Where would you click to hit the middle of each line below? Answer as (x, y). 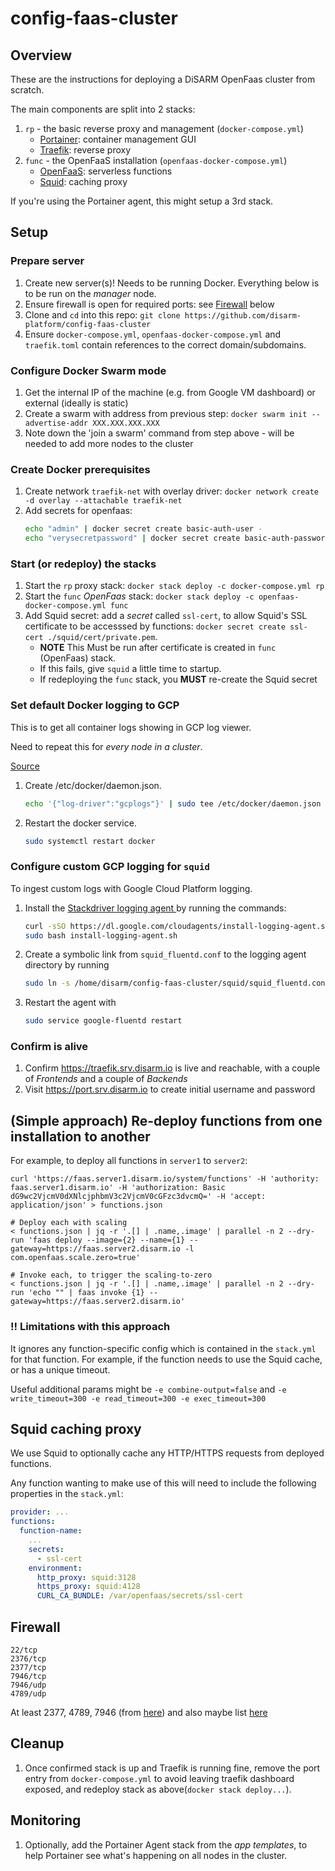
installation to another (80, 1136)
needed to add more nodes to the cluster (109, 443)
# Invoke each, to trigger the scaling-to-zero (111, 1275)
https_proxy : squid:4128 (88, 1587)
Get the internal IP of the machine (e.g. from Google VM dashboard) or (170, 392)
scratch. (27, 90)
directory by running (67, 965)
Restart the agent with (70, 1003)
